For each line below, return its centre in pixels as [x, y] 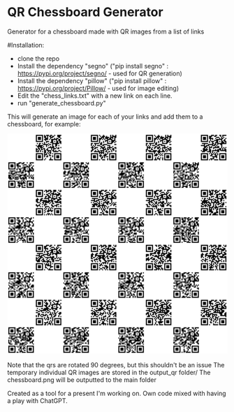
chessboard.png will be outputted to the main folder [82, 380]
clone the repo [38, 58]
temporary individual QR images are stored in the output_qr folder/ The [109, 372]
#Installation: [26, 45]
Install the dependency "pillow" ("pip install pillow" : [92, 80]
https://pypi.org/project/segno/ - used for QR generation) [100, 73]
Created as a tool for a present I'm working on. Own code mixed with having [117, 393]
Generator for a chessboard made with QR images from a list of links [106, 31]
